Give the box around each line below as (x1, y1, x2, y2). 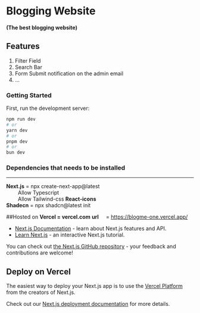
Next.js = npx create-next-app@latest (6, 183, 100, 190)
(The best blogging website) (6, 24, 77, 31)
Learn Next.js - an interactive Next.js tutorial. (14, 231, 125, 238)
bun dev (6, 149, 26, 156)
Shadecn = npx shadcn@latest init (6, 202, 91, 209)
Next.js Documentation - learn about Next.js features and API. (14, 225, 167, 232)
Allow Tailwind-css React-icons (17, 195, 96, 202)
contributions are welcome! (6, 249, 73, 256)
